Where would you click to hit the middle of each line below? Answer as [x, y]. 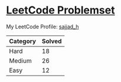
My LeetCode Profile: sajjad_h [42, 27]
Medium [20, 61]
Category [23, 41]
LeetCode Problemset [60, 10]
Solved [52, 41]
